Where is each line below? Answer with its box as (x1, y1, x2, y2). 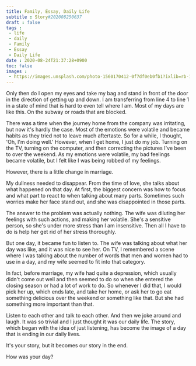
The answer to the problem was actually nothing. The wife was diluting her (6, 210, 185, 217)
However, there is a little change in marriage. (6, 168, 114, 175)
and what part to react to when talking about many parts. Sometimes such (6, 192, 184, 199)
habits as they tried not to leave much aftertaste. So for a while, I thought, (6, 132, 183, 139)
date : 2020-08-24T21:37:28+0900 (6, 57, 87, 63)
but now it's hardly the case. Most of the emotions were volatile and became (6, 126, 190, 133)
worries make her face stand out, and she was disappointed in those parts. (6, 198, 186, 205)
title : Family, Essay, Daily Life (6, 8, 90, 15)
